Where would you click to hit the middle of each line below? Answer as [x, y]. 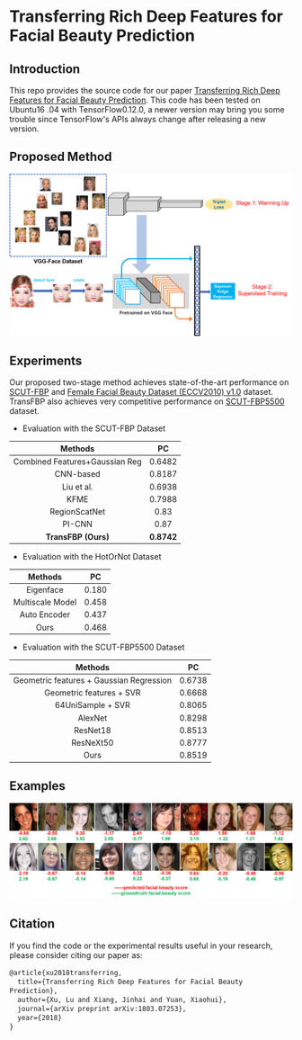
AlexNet [93, 718]
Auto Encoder [44, 614]
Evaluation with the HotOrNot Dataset [92, 557]
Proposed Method [61, 157]
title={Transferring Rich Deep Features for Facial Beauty [130, 982]
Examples [37, 786]
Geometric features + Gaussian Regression [93, 680]
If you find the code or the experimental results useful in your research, [141, 946]
